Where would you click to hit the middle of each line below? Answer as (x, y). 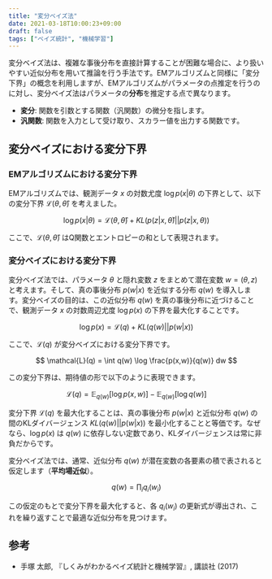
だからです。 (37, 443)
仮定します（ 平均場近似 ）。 (53, 471)
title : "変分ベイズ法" (43, 16)
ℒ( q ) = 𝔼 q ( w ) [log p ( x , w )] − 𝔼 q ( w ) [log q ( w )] (136, 395)
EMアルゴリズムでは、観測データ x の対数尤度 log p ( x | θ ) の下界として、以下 (135, 193)
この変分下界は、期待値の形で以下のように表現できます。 (104, 377)
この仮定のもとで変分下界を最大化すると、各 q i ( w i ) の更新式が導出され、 (130, 507)
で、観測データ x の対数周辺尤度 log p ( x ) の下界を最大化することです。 (126, 311)
